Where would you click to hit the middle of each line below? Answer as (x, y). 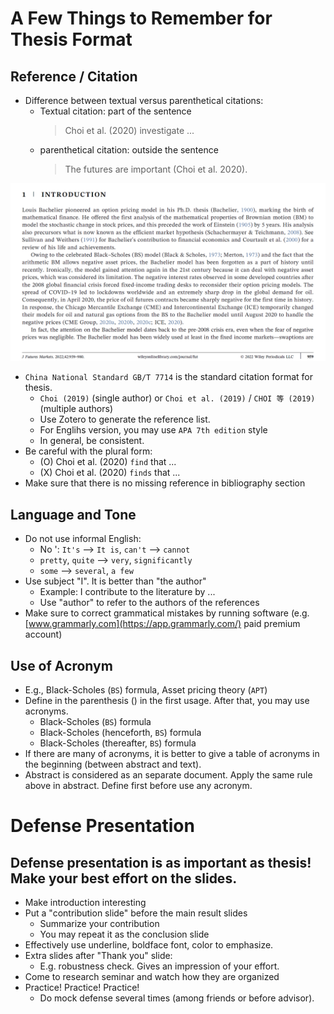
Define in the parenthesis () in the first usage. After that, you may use (167, 701)
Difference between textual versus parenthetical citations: (144, 100)
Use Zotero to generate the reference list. (125, 419)
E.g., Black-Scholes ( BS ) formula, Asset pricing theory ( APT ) (146, 690)
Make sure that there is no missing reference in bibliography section (165, 483)
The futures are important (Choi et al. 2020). (156, 169)
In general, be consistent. (92, 441)
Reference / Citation (74, 76)
